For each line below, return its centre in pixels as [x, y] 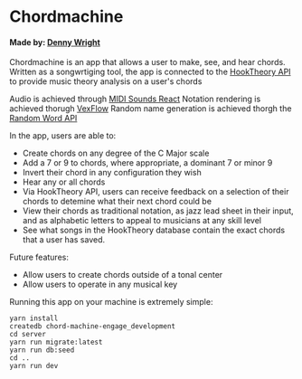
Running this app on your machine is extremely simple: [111, 302]
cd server [28, 335]
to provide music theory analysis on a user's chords [106, 81]
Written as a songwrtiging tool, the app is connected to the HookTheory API [150, 72]
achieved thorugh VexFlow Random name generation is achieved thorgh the [151, 109]
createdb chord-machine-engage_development [93, 327]
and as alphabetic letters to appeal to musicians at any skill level [142, 221]
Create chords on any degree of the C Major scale [116, 153]
